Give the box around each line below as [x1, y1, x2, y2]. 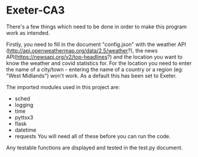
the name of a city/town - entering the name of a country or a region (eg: [6, 66, 183, 73]
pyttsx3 [14, 113, 34, 121]
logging [14, 101, 34, 108]
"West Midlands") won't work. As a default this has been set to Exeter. [6, 72, 177, 79]
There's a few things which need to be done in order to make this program [6, 23, 187, 30]
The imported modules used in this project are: [6, 83, 120, 90]
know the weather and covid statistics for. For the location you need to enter [6, 60, 192, 67]
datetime [14, 126, 37, 133]
